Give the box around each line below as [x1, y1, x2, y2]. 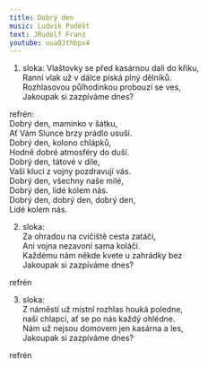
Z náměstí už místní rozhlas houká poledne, [22, 304, 184, 315]
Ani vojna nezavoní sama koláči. [22, 241, 141, 251]
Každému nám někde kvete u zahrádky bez [22, 250, 183, 261]
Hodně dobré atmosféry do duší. [9, 147, 130, 158]
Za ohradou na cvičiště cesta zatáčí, [22, 231, 157, 242]
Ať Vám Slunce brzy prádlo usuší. [9, 127, 133, 139]
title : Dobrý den [9, 13, 74, 22]
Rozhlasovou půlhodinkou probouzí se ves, [22, 82, 181, 92]
